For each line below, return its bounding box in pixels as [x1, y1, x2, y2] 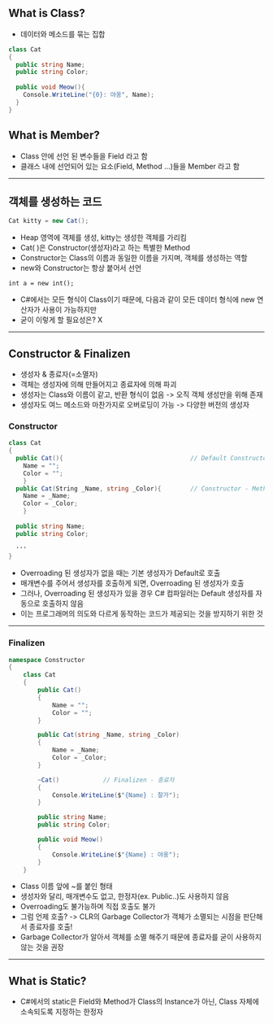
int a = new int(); [8, 280, 75, 288]
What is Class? [8, 7, 85, 20]
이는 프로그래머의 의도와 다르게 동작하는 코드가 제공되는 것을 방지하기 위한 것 [19, 609, 264, 619]
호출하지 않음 [41, 599, 84, 608]
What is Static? [8, 974, 87, 987]
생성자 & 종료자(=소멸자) [19, 369, 99, 379]
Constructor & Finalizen [8, 346, 131, 360]
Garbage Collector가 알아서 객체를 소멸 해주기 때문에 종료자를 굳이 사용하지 [19, 932, 262, 942]
